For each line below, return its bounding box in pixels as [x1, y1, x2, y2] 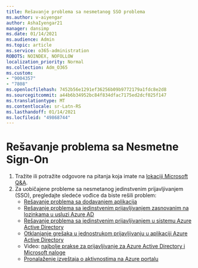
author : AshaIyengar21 [6, 20, 63, 26]
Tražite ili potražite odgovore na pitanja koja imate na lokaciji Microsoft [14, 173, 188, 180]
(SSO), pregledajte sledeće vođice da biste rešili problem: [14, 192, 157, 199]
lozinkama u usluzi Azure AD [23, 211, 94, 218]
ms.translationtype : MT [6, 98, 66, 103]
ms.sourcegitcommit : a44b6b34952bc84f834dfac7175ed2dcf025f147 [6, 92, 167, 98]
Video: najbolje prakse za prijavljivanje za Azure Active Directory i [23, 243, 185, 250]
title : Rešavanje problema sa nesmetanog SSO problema [6, 8, 146, 15]
